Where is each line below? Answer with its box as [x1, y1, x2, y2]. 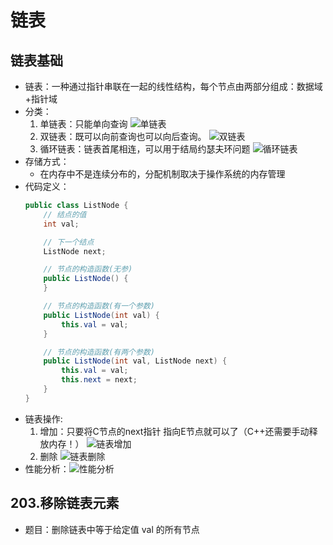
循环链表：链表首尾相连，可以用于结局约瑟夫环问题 [39, 143, 251, 155]
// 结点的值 [43, 209, 87, 220]
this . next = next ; [61, 375, 138, 385]
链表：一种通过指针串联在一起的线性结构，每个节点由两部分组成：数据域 [24, 81, 323, 92]
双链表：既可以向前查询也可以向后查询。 [39, 131, 207, 142]
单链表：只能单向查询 [39, 118, 128, 130]
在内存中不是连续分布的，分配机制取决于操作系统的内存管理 [39, 168, 286, 180]
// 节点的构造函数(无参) [43, 264, 133, 275]
